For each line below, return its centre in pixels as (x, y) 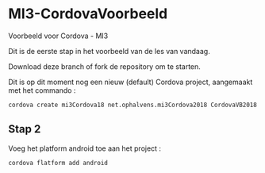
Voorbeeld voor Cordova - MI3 (58, 36)
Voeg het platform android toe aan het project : (84, 148)
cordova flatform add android (58, 163)
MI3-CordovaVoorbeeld (88, 14)
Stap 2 (25, 129)
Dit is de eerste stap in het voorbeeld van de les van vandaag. (109, 51)
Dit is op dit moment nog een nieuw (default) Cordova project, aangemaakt (131, 82)
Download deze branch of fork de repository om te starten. (104, 66)
